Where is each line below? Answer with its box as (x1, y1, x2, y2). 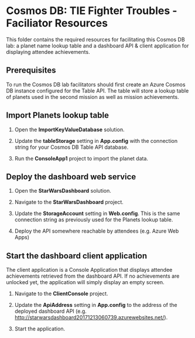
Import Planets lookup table (6, 110, 110, 121)
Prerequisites (6, 66, 56, 76)
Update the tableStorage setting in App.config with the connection (14, 137, 177, 144)
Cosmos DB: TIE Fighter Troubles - (6, 4, 177, 18)
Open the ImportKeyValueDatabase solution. (14, 126, 125, 133)
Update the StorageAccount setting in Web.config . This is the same (14, 210, 180, 217)
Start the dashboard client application (6, 251, 148, 261)
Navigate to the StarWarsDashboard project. (14, 199, 124, 206)
